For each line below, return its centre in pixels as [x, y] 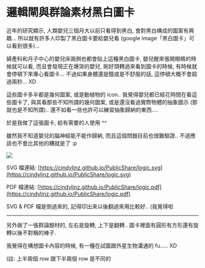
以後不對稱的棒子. [34, 233]
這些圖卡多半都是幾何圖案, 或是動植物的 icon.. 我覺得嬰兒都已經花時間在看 [99, 94]
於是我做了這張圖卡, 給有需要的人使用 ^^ [57, 122]
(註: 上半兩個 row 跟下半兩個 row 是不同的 [59, 258]
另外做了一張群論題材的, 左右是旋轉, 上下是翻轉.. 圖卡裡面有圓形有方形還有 [100, 225]
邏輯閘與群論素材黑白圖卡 [71, 12]
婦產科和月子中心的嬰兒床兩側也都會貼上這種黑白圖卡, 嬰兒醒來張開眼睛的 [99, 58]
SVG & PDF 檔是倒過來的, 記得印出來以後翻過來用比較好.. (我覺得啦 [90, 206]
